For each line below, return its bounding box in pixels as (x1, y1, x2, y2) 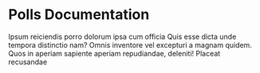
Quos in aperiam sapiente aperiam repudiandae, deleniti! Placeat (8, 48, 221, 58)
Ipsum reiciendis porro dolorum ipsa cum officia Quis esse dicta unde (8, 32, 237, 41)
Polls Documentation (8, 6, 150, 24)
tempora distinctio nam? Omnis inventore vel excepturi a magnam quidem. (8, 40, 253, 49)
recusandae (8, 57, 48, 67)
